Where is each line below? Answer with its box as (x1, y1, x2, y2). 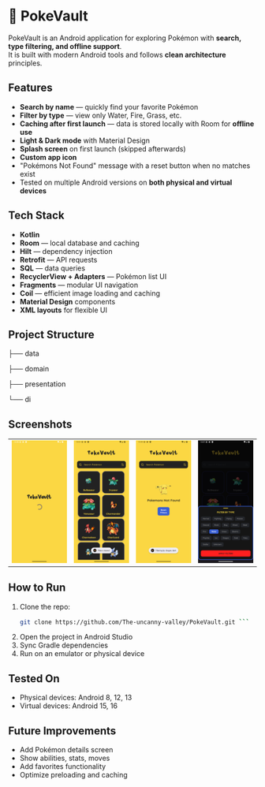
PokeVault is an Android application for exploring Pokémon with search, (8, 33, 242, 43)
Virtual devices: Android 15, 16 (19, 701, 118, 711)
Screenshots (8, 417, 73, 431)
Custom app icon (19, 152, 77, 162)
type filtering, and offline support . (8, 41, 122, 50)
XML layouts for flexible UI (19, 305, 108, 315)
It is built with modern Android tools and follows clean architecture (8, 50, 226, 59)
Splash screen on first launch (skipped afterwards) (19, 144, 187, 153)
